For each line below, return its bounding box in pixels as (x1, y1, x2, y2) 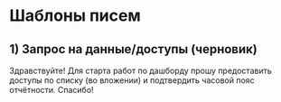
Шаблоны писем (9, 5, 142, 26)
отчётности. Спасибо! (9, 85, 94, 95)
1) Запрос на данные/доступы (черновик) (9, 42, 258, 57)
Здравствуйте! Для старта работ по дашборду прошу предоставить (9, 65, 273, 76)
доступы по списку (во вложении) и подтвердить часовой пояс (9, 75, 255, 86)
